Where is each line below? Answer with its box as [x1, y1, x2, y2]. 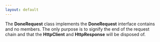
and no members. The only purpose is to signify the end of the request [5, 26, 150, 32]
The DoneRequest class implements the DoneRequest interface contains [5, 21, 155, 27]
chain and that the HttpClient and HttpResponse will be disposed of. [5, 31, 146, 37]
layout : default [5, 7, 39, 12]
